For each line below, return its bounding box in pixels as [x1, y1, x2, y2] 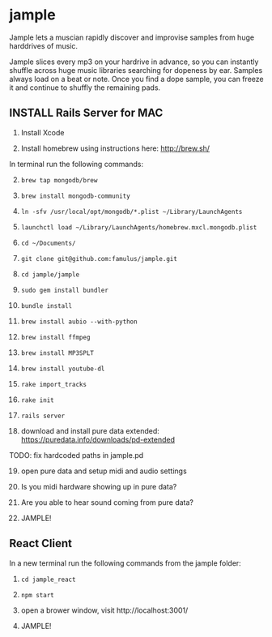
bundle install [20, 301, 73, 310]
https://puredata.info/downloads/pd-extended [20, 434, 175, 444]
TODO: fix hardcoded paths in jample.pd [9, 450, 144, 460]
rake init [20, 395, 55, 404]
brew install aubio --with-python [20, 318, 138, 326]
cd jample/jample [20, 270, 80, 279]
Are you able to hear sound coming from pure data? [20, 497, 193, 507]
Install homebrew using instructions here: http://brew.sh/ [20, 143, 210, 153]
